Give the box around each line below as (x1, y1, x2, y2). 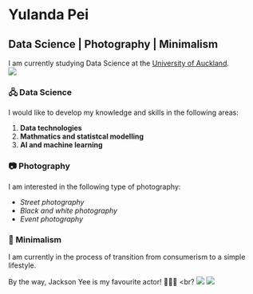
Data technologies (19, 123, 82, 133)
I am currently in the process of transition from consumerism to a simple (8, 252, 246, 261)
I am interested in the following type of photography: (8, 182, 181, 191)
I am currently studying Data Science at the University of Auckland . (8, 58, 230, 68)
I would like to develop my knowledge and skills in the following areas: (8, 108, 239, 117)
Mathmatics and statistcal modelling (19, 131, 144, 141)
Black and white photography (19, 206, 118, 215)
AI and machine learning (19, 140, 103, 150)
